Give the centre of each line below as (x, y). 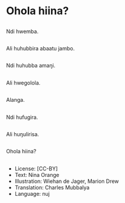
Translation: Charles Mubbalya (52, 187)
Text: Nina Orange (37, 175)
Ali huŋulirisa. (23, 134)
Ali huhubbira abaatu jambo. (41, 48)
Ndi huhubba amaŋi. (31, 66)
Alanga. (15, 100)
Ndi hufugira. (22, 117)
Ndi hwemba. (22, 31)
